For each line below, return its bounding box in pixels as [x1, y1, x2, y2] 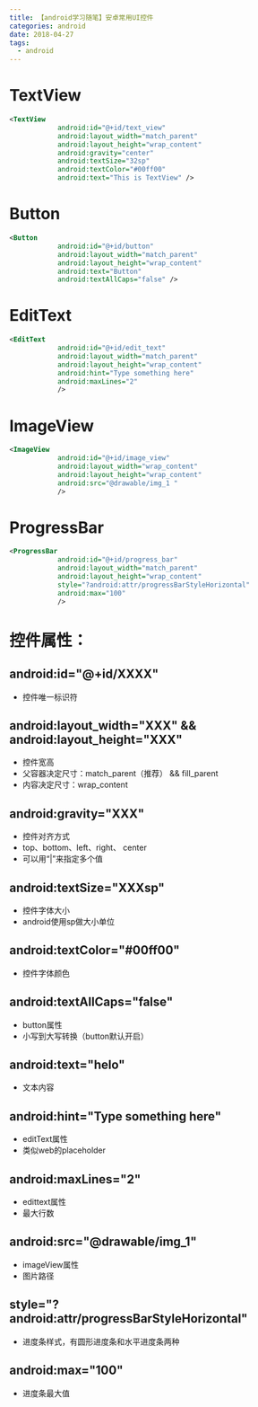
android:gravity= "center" [56, 148, 154, 157]
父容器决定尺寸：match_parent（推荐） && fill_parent [21, 768, 219, 779]
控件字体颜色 [21, 968, 70, 978]
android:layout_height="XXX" [9, 731, 183, 747]
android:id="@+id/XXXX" [9, 667, 159, 682]
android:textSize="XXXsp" [9, 880, 166, 895]
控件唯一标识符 [21, 691, 78, 702]
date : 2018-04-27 [9, 30, 74, 39]
